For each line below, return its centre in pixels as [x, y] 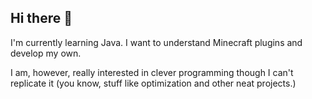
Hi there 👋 [41, 18]
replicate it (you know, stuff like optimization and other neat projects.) [153, 83]
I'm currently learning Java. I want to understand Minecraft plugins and [156, 42]
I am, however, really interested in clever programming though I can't [152, 72]
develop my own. [46, 53]
